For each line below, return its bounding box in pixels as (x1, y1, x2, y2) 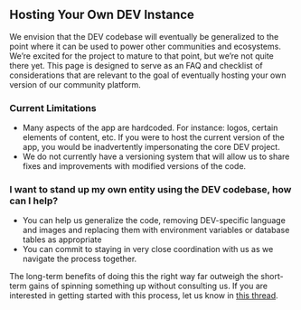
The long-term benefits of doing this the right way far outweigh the (9, 271, 259, 282)
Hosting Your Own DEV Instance (9, 7, 194, 23)
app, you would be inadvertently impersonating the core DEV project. (22, 142, 280, 153)
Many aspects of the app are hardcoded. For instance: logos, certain (22, 122, 278, 134)
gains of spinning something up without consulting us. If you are (28, 280, 268, 292)
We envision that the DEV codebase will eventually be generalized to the (9, 31, 279, 42)
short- (260, 271, 284, 282)
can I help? (9, 194, 59, 207)
